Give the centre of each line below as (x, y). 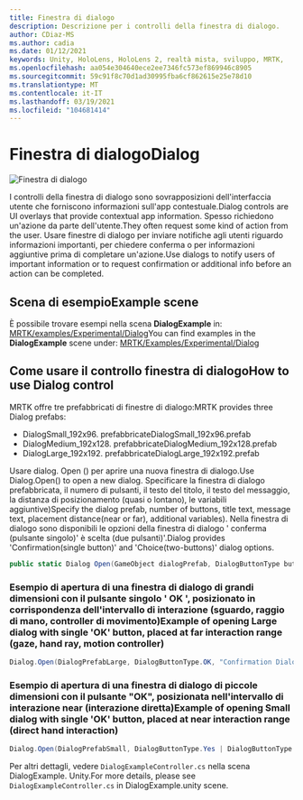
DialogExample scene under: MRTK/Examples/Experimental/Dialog (134, 343)
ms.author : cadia (42, 43)
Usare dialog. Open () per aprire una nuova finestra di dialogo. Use (132, 471)
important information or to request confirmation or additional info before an (151, 264)
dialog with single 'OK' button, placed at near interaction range (150, 719)
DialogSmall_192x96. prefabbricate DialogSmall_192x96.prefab (136, 434)
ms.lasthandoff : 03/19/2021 (62, 101)
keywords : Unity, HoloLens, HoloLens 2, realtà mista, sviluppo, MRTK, (147, 60)
